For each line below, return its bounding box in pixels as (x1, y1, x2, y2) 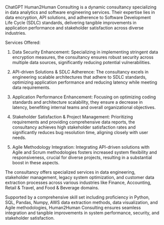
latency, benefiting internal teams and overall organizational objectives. (12, 105, 156, 110)
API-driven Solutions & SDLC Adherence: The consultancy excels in (12, 69, 149, 75)
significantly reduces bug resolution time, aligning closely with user (12, 130, 148, 135)
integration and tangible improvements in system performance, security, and (5, 210, 160, 216)
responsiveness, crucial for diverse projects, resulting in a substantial (12, 155, 152, 160)
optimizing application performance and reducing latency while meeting (12, 79, 158, 85)
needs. (12, 135, 26, 140)
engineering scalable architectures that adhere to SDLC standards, (12, 74, 147, 80)
